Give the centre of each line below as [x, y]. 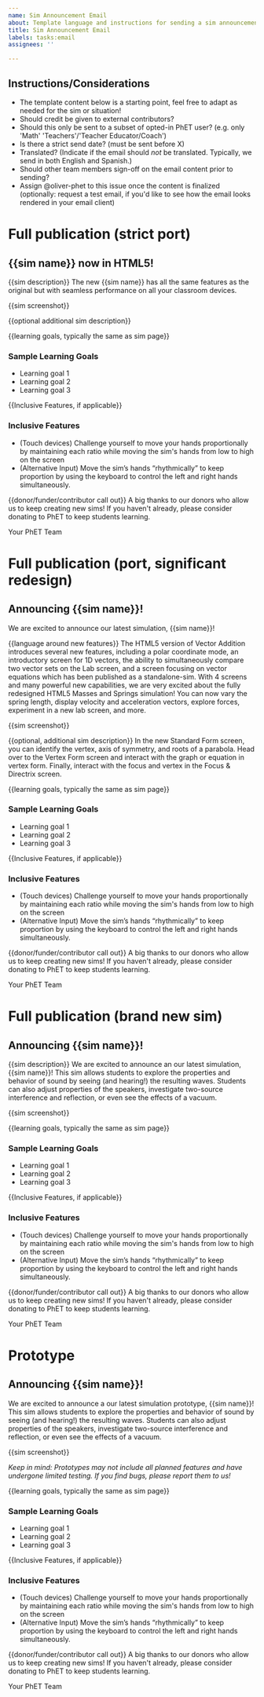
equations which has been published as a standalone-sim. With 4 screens [128, 676]
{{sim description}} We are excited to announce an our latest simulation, [125, 1065]
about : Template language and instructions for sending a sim [112, 23]
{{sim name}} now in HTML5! [81, 263]
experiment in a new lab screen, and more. [77, 710]
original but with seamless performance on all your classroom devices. [123, 290]
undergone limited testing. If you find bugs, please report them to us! [119, 1475]
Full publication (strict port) [99, 235]
